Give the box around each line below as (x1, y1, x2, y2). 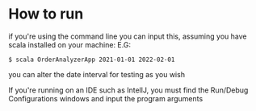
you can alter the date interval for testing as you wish (8, 69, 186, 79)
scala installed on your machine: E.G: (8, 39, 132, 49)
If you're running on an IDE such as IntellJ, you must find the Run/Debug (8, 85, 249, 95)
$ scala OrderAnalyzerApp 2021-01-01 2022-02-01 (8, 55, 175, 64)
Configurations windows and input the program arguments (8, 93, 204, 103)
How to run (8, 5, 84, 23)
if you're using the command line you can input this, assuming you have (8, 31, 247, 41)
